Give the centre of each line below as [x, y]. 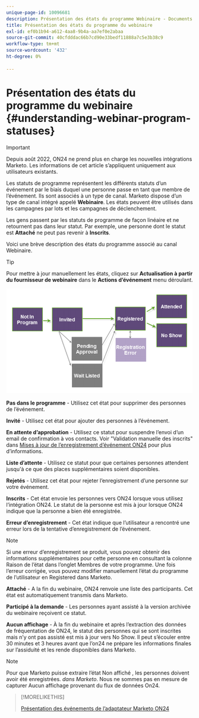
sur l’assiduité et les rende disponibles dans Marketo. [71, 650]
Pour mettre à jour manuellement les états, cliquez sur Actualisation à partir [99, 273]
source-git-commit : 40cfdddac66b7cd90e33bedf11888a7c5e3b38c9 [85, 38]
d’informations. [25, 451]
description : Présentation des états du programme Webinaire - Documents [99, 19]
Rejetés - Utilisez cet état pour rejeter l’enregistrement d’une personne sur [97, 480]
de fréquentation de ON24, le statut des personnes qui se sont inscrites [94, 631]
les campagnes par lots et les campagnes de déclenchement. [82, 208]
